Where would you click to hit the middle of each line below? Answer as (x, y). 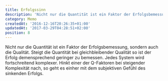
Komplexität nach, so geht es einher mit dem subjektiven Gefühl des (75, 68)
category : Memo (21, 19)
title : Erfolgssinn (25, 10)
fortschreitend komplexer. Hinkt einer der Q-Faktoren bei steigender (75, 63)
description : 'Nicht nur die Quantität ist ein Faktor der (68, 14)
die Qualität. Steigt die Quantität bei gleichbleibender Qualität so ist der (78, 52)
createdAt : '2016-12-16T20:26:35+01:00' (48, 24)
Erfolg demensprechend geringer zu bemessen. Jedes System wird (75, 57)
